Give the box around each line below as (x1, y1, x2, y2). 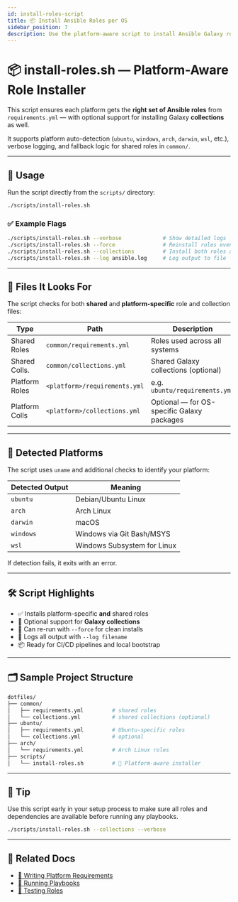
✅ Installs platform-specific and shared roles (17, 609, 149, 618)
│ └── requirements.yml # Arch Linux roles (7, 746, 170, 754)
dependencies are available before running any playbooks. (7, 813, 178, 821)
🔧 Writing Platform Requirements (17, 871, 113, 880)
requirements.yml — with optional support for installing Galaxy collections (7, 113, 225, 121)
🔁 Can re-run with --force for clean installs (17, 625, 144, 634)
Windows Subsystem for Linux (75, 540, 177, 550)
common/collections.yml (45, 362, 126, 370)
